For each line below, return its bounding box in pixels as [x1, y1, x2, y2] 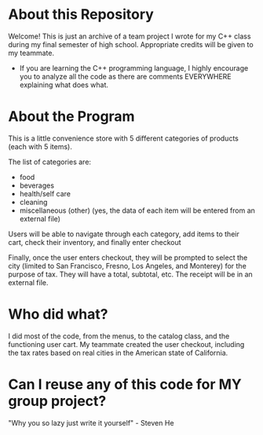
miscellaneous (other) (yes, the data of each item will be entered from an [19, 206, 255, 215]
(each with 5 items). [8, 141, 72, 151]
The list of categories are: [8, 157, 92, 166]
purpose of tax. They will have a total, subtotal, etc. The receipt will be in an [8, 269, 253, 279]
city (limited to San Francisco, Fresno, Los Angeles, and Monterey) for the [8, 261, 247, 270]
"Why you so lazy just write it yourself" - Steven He [8, 418, 174, 427]
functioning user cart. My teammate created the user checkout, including [8, 339, 245, 349]
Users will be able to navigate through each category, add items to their [8, 229, 239, 239]
